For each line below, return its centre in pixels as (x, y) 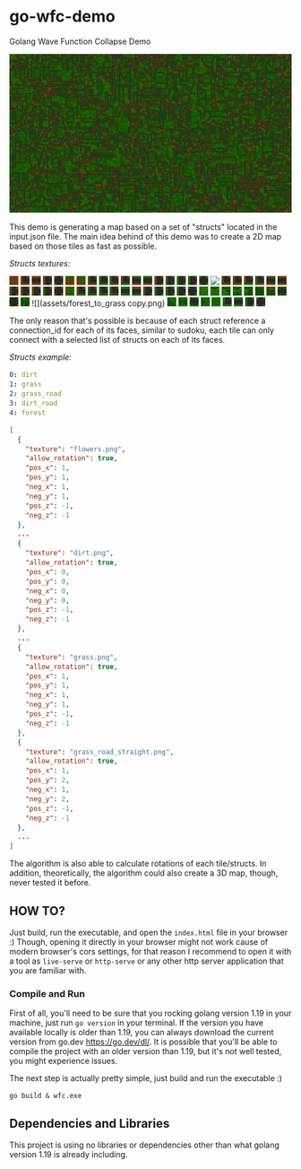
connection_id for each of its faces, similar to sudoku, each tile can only (142, 330)
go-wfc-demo (62, 17)
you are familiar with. (48, 970)
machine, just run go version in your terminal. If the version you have (137, 1023)
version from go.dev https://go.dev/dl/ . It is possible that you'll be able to (143, 1042)
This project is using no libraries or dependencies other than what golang (145, 1145)
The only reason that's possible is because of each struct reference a (138, 321)
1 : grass (26, 384)
